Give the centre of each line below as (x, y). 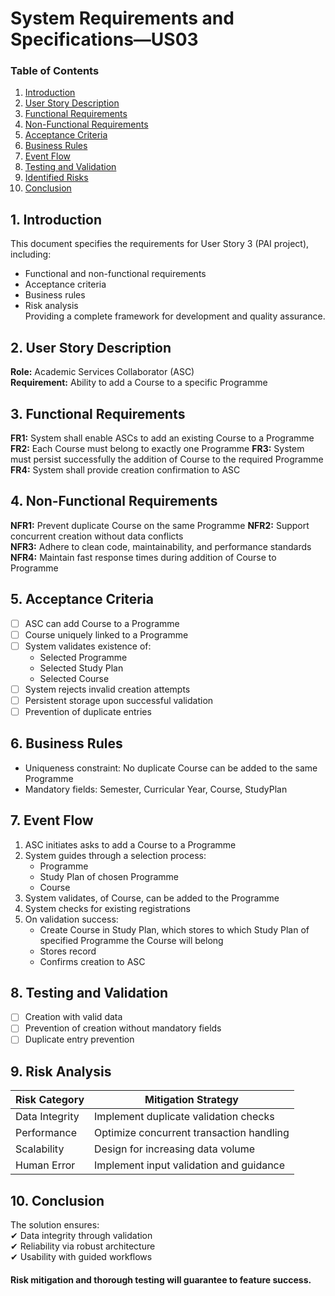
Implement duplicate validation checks (184, 1117)
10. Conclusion (57, 1200)
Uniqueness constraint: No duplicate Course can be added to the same (171, 768)
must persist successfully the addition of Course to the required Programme (167, 459)
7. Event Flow (52, 820)
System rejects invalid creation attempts (107, 689)
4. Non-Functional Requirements (114, 501)
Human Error (45, 1165)
